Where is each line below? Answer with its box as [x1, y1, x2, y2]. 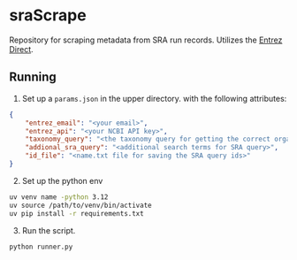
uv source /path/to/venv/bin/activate [9, 201, 152, 210]
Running [9, 70, 57, 85]
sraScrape [9, 5, 87, 26]
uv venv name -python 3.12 [9, 192, 109, 202]
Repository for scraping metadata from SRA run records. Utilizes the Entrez [9, 34, 283, 45]
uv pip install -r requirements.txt [9, 209, 144, 218]
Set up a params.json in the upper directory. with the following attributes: [21, 93, 287, 103]
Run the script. [21, 225, 76, 235]
